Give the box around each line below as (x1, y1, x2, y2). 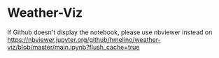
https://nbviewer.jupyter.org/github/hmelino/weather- (7, 35, 161, 43)
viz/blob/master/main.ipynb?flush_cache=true (7, 43, 140, 51)
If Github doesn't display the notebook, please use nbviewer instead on (7, 28, 213, 36)
